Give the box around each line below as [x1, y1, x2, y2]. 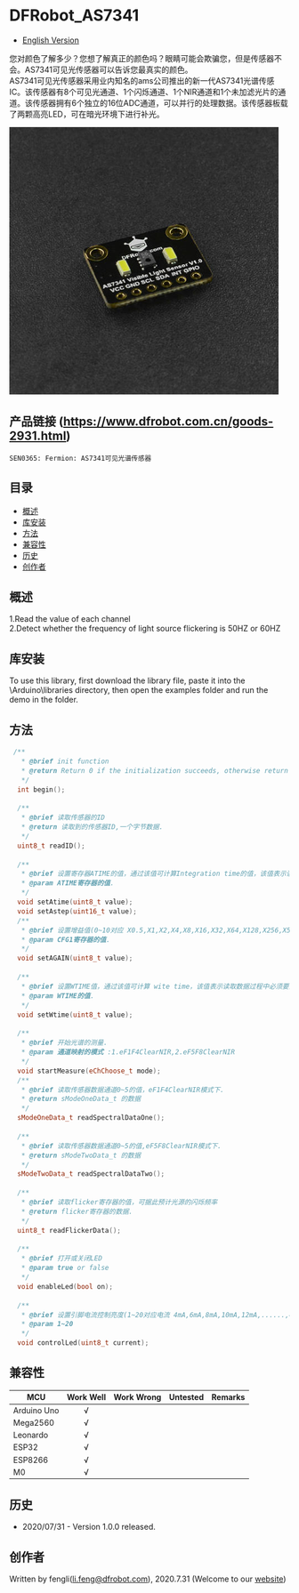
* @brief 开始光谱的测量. [20, 1038, 109, 1048]
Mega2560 [12, 1417, 55, 1428]
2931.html [9, 429, 67, 444]
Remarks [211, 1392, 246, 1403]
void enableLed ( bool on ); [17, 1282, 114, 1291]
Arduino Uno [12, 1404, 60, 1415]
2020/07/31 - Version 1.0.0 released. [21, 1522, 156, 1533]
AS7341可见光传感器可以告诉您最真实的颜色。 [24, 64, 193, 75]
